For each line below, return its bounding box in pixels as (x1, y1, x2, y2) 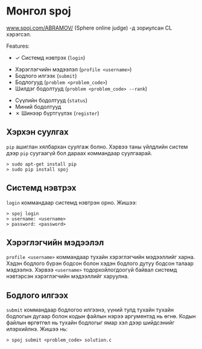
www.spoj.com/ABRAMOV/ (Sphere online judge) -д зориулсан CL (6, 24, 172, 31)
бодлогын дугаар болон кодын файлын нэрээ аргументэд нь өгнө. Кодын (6, 313, 196, 320)
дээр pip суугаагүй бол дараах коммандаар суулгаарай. (6, 149, 153, 156)
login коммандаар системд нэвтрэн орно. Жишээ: (6, 199, 137, 206)
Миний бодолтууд (14, 103, 62, 110)
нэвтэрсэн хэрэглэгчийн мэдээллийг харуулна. (6, 273, 129, 280)
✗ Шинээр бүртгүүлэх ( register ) (14, 109, 99, 117)
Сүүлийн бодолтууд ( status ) (14, 97, 87, 104)
